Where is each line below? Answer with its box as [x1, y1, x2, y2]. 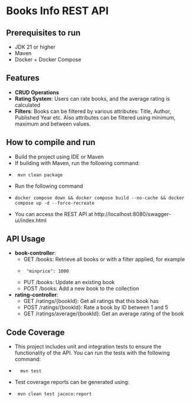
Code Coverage [6, 327, 65, 337]
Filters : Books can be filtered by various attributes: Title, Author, [14, 108, 171, 115]
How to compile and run [6, 137, 96, 147]
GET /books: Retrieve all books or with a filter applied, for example [23, 256, 185, 263]
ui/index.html [14, 217, 47, 224]
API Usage [6, 234, 46, 244]
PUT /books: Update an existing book [23, 279, 115, 286]
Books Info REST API [6, 4, 109, 18]
